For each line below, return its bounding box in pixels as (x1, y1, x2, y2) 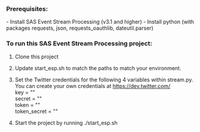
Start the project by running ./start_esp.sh (14, 119, 118, 126)
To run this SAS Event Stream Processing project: (6, 39, 152, 48)
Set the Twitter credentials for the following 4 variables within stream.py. (14, 76, 193, 83)
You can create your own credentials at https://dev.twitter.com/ (14, 82, 171, 89)
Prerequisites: (6, 5, 48, 13)
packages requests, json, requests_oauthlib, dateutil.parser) (6, 24, 154, 32)
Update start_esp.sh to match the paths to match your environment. (14, 64, 181, 71)
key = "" (14, 89, 36, 96)
